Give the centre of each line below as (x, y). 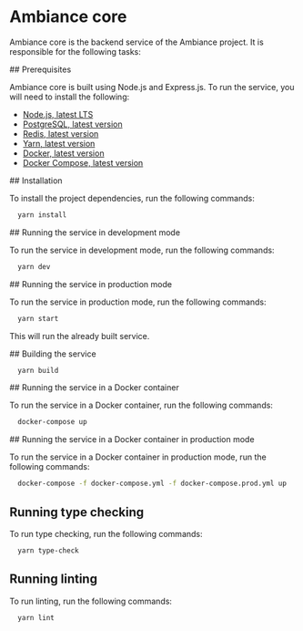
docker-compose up (53, 422)
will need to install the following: (70, 97)
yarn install (42, 215)
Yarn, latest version (59, 143)
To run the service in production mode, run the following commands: (138, 302)
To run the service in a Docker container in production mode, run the (138, 457)
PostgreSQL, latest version (72, 124)
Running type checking (77, 512)
